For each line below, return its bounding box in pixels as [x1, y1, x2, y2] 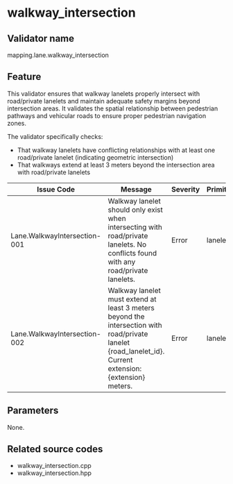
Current [107, 355, 133, 365]
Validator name [7, 33, 75, 44]
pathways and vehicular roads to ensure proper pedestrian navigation [7, 111, 207, 119]
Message [120, 184, 153, 194]
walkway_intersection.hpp [17, 469, 92, 477]
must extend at [107, 294, 157, 303]
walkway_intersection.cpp [17, 462, 92, 470]
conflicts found [107, 248, 157, 258]
